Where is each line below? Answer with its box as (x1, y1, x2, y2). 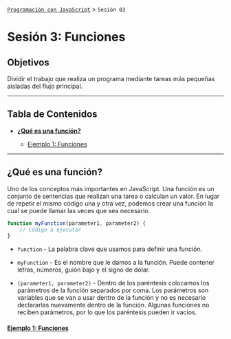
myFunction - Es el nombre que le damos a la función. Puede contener (16, 259, 215, 267)
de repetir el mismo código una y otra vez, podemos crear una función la (7, 199, 214, 208)
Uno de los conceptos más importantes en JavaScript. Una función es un (7, 184, 214, 193)
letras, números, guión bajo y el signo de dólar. (16, 265, 150, 274)
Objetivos (7, 56, 49, 68)
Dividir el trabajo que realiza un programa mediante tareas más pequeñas (7, 75, 215, 83)
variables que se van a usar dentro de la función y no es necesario (16, 294, 206, 302)
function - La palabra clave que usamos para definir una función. (16, 245, 203, 253)
